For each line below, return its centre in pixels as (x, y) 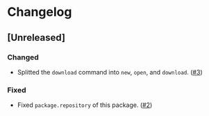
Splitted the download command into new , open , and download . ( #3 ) (110, 72)
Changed (23, 57)
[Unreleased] (36, 38)
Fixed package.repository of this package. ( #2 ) (85, 105)
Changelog (40, 12)
